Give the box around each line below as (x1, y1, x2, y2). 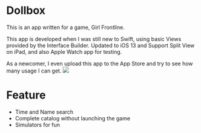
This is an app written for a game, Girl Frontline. (6, 24, 125, 31)
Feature (6, 88, 46, 102)
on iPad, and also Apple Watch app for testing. (6, 48, 122, 55)
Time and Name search (15, 108, 74, 115)
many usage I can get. (6, 67, 62, 74)
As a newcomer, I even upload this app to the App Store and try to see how (6, 60, 193, 67)
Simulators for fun (15, 121, 61, 128)
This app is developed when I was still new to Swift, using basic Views (6, 35, 182, 42)
